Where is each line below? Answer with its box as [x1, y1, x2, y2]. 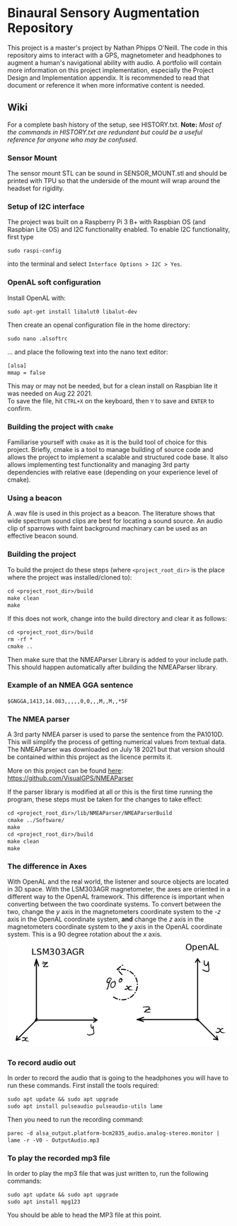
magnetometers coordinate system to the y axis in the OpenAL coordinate [7, 923, 223, 931]
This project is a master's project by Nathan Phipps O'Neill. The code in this [7, 43, 228, 52]
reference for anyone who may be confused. [7, 135, 138, 144]
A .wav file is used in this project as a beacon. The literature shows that [7, 509, 216, 518]
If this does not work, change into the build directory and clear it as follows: [7, 614, 228, 623]
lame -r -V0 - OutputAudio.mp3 [7, 1137, 100, 1144]
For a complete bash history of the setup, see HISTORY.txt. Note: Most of [7, 120, 221, 129]
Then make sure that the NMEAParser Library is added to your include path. [7, 655, 229, 664]
